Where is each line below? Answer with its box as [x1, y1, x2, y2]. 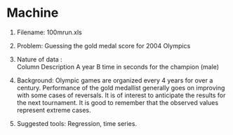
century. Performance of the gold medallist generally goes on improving [16, 83, 225, 92]
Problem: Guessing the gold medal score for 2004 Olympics [16, 41, 191, 50]
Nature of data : [16, 55, 62, 64]
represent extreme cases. [16, 106, 91, 114]
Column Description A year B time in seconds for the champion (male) [16, 62, 219, 71]
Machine [6, 5, 59, 21]
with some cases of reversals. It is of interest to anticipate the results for [16, 91, 226, 99]
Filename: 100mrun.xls [16, 28, 82, 36]
